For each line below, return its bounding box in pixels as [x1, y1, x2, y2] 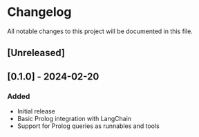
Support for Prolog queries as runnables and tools [17, 122, 160, 130]
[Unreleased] [7, 47, 66, 59]
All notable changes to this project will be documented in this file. [7, 27, 193, 35]
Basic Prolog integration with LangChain [17, 115, 132, 123]
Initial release [17, 107, 55, 116]
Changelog [7, 4, 72, 20]
